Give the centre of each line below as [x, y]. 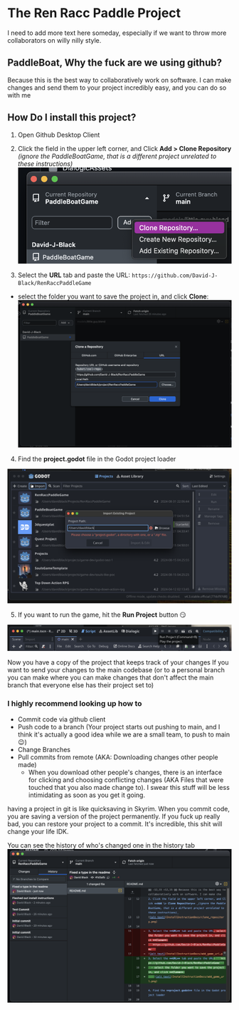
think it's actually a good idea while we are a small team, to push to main [123, 734]
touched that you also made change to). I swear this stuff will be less [129, 787]
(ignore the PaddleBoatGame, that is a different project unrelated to [117, 156]
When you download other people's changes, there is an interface [125, 772]
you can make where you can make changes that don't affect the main [111, 677]
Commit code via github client [62, 719]
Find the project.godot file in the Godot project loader [97, 459]
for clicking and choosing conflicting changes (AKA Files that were [126, 780]
